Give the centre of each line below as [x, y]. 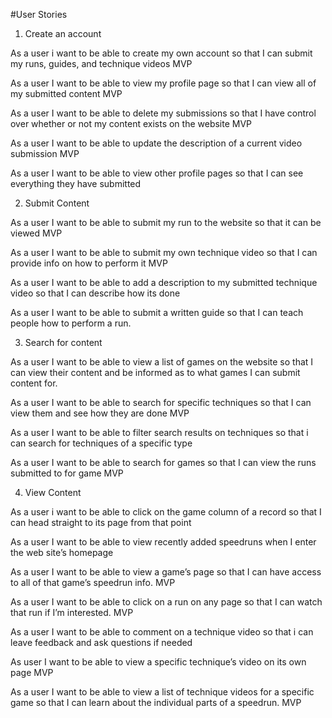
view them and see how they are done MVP [100, 413]
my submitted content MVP [66, 93]
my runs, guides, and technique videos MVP [101, 63]
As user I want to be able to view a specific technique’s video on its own [158, 662]
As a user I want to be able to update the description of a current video [156, 143]
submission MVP [45, 153]
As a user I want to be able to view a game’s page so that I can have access [166, 572]
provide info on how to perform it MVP [89, 263]
